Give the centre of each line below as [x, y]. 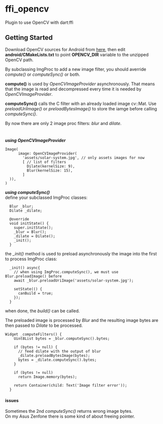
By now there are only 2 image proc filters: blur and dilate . [63, 123]
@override [19, 219]
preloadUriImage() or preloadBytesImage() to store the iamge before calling [81, 108]
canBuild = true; [36, 293]
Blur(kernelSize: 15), [50, 170]
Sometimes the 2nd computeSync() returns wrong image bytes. [69, 411]
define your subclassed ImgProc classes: [46, 197]
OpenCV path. [19, 60]
